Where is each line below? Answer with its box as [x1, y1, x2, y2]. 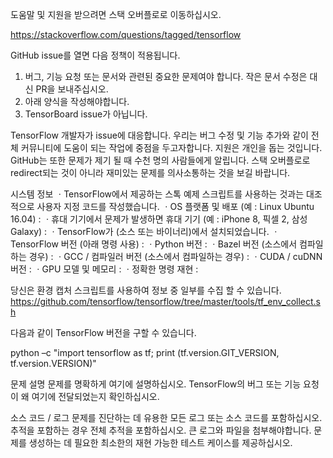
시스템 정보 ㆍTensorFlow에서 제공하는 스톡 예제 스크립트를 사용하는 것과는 [10, 188, 305, 200]
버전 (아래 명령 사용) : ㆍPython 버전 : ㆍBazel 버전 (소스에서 [60, 238, 298, 250]
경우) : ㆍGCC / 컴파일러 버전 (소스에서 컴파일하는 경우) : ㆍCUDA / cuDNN [28, 251, 323, 262]
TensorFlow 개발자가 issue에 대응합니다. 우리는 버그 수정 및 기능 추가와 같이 [10, 129, 309, 141]
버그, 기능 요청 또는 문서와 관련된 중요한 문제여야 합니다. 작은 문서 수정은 [24, 71, 308, 82]
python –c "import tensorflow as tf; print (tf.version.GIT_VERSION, [10, 347, 280, 358]
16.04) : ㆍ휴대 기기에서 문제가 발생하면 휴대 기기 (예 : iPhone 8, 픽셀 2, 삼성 [10, 213, 308, 225]
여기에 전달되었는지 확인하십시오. [31, 391, 160, 402]
